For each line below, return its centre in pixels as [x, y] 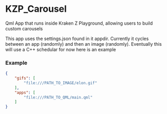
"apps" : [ [25, 92]
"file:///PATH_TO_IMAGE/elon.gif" [60, 83]
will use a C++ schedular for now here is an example [61, 49]
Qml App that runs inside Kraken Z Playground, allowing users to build [79, 23]
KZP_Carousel [36, 9]
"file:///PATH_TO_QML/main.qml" [58, 97]
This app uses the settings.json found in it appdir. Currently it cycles [77, 39]
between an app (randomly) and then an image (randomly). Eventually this [84, 44]
